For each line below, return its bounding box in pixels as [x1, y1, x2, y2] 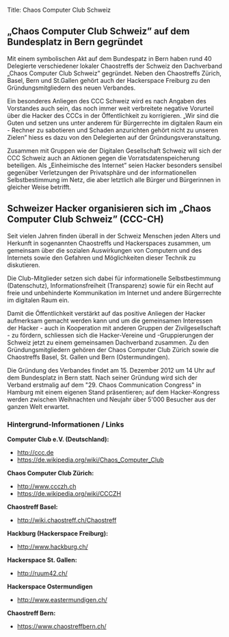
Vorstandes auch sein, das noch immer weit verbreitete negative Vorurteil [7, 104, 214, 112]
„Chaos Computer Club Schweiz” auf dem [7, 25, 190, 37]
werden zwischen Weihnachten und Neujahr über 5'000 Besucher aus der [7, 395, 217, 403]
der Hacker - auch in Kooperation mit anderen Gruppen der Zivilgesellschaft [7, 323, 221, 332]
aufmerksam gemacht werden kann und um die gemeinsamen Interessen [7, 316, 213, 325]
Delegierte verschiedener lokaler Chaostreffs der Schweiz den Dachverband [7, 62, 222, 70]
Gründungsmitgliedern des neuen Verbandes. [7, 84, 136, 92]
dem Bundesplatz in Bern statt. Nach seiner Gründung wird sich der [7, 373, 198, 382]
